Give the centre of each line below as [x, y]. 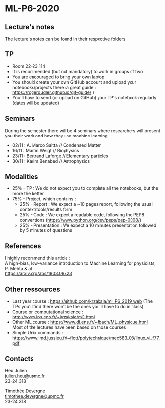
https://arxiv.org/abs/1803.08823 [39, 274]
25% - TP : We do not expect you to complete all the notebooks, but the [85, 188]
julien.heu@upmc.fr [25, 376]
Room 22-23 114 [29, 66]
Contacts [20, 359]
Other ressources [33, 289]
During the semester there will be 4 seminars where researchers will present [83, 130]
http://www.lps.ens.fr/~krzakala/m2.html [53, 317]
